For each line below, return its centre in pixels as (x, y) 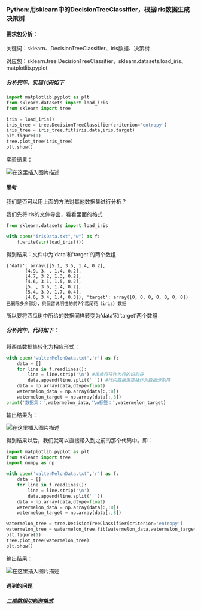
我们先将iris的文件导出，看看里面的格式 (54, 214)
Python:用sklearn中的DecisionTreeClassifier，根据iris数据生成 (98, 9)
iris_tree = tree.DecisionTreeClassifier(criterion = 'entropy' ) (87, 125)
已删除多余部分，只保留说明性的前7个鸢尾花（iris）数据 (66, 303)
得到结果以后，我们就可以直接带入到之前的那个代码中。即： (80, 440)
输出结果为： (22, 415)
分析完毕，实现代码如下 (35, 82)
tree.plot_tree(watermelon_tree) (48, 540)
